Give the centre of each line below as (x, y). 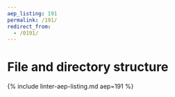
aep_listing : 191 (32, 14)
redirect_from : (29, 26)
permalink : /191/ (32, 20)
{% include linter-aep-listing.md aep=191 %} (70, 87)
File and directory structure (88, 67)
